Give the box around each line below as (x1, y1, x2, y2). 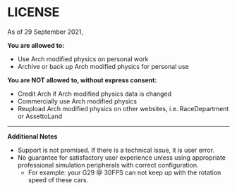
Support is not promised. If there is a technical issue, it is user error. (17, 146, 215, 154)
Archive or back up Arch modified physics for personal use (17, 62, 189, 70)
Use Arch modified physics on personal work (17, 54, 149, 63)
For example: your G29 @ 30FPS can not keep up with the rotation (28, 168, 221, 177)
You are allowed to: (7, 41, 65, 49)
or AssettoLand (17, 112, 63, 120)
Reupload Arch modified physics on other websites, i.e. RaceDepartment (17, 104, 229, 113)
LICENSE (7, 4, 60, 20)
